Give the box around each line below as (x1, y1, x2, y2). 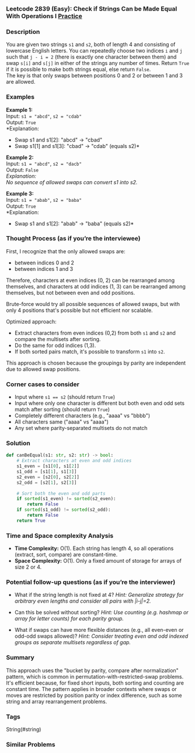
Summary (6, 654, 35, 662)
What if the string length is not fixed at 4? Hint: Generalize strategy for (14, 592, 184, 599)
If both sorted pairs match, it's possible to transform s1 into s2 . (14, 348, 165, 355)
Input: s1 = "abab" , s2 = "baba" (6, 196, 82, 203)
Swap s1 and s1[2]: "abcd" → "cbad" (14, 136, 103, 143)
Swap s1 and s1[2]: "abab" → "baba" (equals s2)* (14, 220, 134, 227)
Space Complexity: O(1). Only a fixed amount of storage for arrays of (14, 558, 182, 565)
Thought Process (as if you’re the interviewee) (6, 235, 141, 243)
